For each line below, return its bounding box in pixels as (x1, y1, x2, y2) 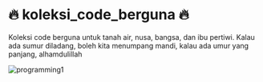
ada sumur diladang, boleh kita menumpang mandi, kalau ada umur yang (8, 41, 249, 50)
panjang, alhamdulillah (8, 49, 83, 59)
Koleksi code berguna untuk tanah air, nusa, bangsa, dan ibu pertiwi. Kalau (8, 32, 255, 41)
